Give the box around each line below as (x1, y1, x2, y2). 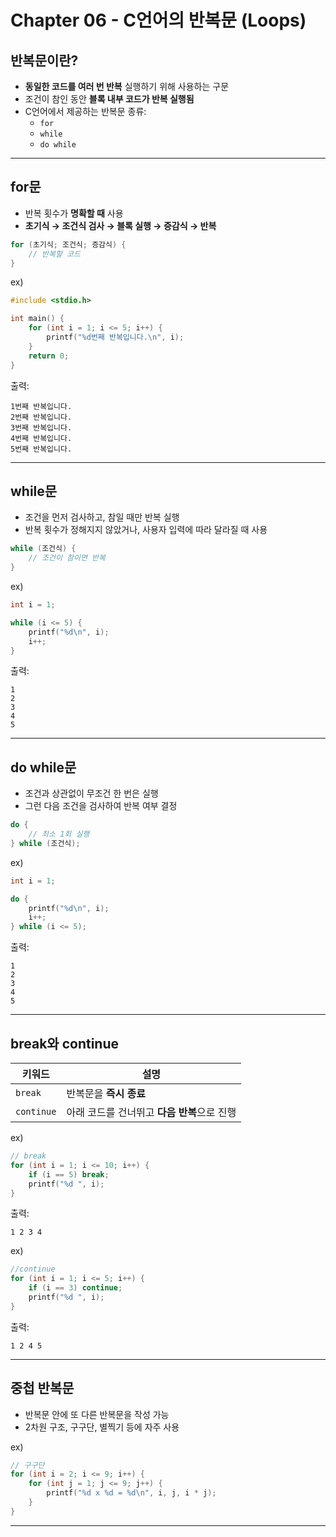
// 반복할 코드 (28, 249, 81, 259)
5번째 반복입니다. (10, 444, 73, 454)
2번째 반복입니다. (10, 412, 73, 422)
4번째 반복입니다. (10, 433, 73, 443)
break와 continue (10, 1035, 120, 1052)
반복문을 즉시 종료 (66, 1087, 146, 1100)
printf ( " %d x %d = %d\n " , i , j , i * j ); (46, 1488, 217, 1498)
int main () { (10, 314, 65, 324)
